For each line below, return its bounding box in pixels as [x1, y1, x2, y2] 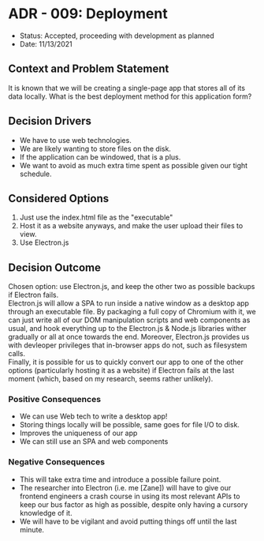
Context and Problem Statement [8, 62, 169, 76]
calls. [8, 349, 26, 359]
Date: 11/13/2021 [19, 39, 73, 48]
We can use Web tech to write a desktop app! [19, 411, 168, 421]
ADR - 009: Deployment [8, 5, 168, 23]
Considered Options [8, 191, 109, 205]
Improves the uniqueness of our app [19, 428, 138, 438]
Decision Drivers [8, 115, 92, 128]
